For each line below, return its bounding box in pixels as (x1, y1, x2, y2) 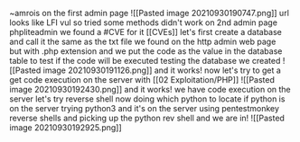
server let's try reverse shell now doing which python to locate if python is (9, 93, 286, 104)
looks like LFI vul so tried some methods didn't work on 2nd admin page (9, 17, 278, 28)
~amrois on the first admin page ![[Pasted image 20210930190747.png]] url (9, 8, 289, 18)
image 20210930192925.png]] (9, 122, 122, 133)
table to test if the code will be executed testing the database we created (9, 56, 281, 66)
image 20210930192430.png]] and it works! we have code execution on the (9, 84, 291, 94)
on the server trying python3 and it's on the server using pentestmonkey (9, 103, 280, 113)
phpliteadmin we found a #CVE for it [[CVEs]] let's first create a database (9, 27, 283, 37)
